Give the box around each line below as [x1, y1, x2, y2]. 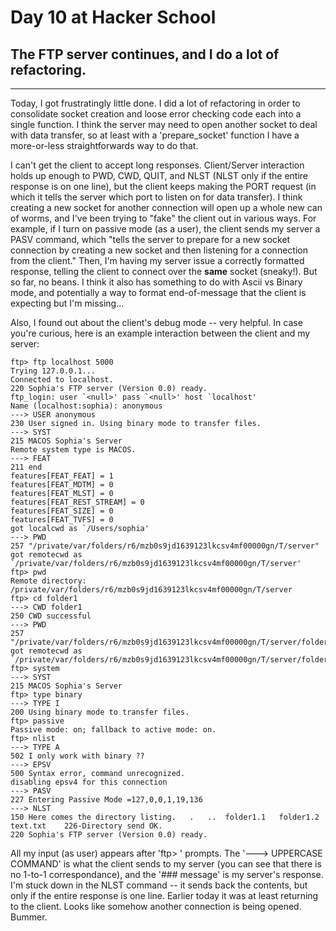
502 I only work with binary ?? [10, 751, 145, 761]
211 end [10, 462, 43, 472]
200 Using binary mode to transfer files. [10, 707, 190, 717]
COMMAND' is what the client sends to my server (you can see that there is [10, 858, 322, 870]
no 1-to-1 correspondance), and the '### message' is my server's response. [10, 869, 324, 880]
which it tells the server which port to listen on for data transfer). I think [10, 191, 303, 203]
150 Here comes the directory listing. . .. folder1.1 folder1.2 [10, 812, 320, 822]
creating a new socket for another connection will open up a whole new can [10, 202, 323, 213]
